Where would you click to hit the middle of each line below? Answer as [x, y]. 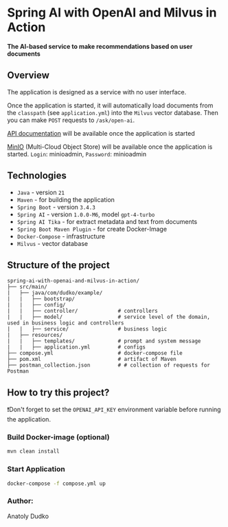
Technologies [37, 176]
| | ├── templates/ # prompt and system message [104, 341]
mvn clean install [33, 452]
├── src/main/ [27, 287]
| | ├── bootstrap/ [41, 299]
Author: [20, 501]
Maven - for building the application [66, 199]
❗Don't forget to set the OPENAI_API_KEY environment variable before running [114, 410]
